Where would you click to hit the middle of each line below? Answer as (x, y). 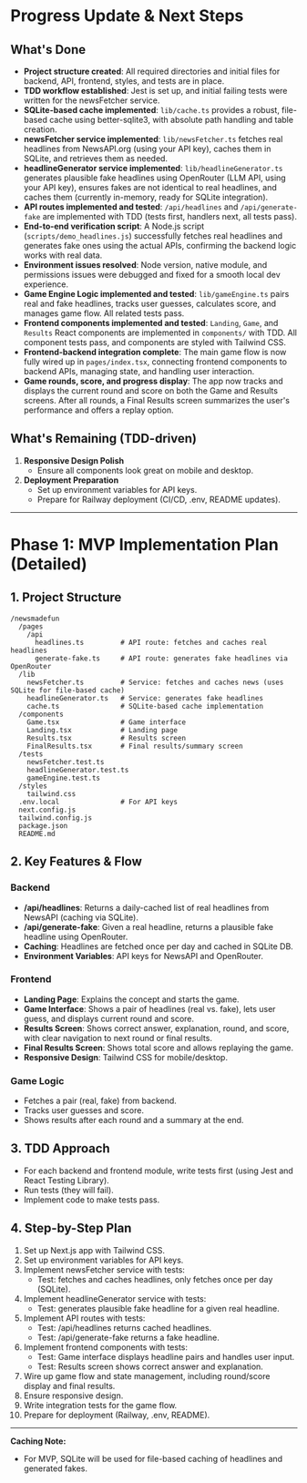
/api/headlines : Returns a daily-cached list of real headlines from (146, 907)
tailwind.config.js (56, 818)
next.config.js (47, 810)
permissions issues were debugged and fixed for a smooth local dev (152, 275)
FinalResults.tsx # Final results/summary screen (135, 746)
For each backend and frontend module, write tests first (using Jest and (159, 1171)
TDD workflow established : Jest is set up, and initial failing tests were (155, 91)
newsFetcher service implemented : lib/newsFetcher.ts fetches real (153, 139)
